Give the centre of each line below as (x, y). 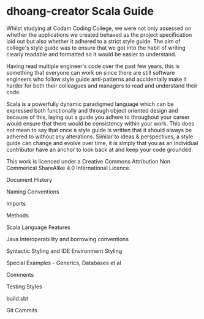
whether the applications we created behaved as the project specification (99, 34)
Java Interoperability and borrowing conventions (68, 239)
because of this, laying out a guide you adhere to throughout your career (98, 117)
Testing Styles (24, 287)
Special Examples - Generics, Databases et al (64, 263)
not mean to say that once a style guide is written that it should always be (99, 130)
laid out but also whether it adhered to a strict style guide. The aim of (93, 41)
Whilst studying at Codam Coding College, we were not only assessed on (99, 28)
